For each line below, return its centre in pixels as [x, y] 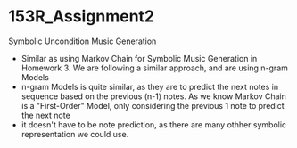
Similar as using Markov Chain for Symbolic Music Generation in [139, 58]
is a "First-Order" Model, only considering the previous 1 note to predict [153, 105]
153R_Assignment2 [82, 16]
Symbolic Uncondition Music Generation [82, 41]
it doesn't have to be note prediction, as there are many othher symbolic [154, 124]
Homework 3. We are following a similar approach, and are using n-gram [155, 68]
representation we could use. [75, 134]
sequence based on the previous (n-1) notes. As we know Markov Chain [153, 96]
